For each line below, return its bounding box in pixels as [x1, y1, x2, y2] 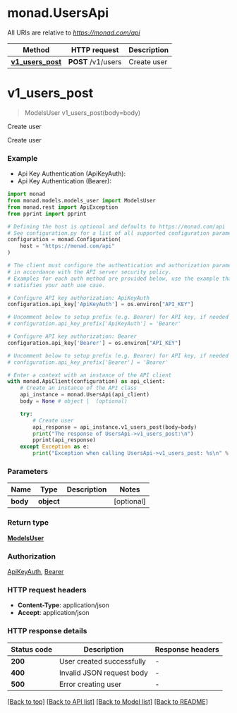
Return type [7, 518, 49, 528]
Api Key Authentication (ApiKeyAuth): [17, 169, 126, 178]
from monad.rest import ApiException [7, 203, 119, 211]
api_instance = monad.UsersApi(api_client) [20, 391, 150, 398]
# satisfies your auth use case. [7, 281, 106, 288]
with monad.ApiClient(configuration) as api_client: [7, 378, 166, 385]
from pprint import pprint [7, 210, 87, 217]
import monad [7, 190, 46, 198]
